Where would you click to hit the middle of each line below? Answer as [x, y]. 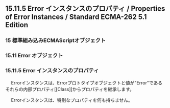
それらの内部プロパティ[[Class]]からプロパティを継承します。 [70, 89]
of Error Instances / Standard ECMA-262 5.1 [76, 17]
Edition [17, 25]
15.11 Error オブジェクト [34, 56]
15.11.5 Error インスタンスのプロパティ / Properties [85, 9]
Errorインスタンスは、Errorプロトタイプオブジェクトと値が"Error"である [87, 82]
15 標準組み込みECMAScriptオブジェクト [56, 40]
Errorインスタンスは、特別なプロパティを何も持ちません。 [72, 100]
